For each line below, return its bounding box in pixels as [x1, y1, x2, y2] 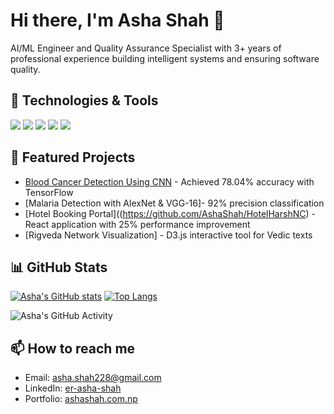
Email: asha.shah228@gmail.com [24, 372, 162, 384]
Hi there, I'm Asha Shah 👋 [10, 9, 225, 32]
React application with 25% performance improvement [24, 218, 251, 230]
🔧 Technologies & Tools [10, 92, 159, 109]
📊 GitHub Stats [10, 259, 108, 276]
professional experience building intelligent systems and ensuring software [10, 52, 320, 64]
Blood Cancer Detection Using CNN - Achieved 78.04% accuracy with [24, 175, 315, 188]
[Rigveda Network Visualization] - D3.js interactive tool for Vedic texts [24, 229, 313, 241]
